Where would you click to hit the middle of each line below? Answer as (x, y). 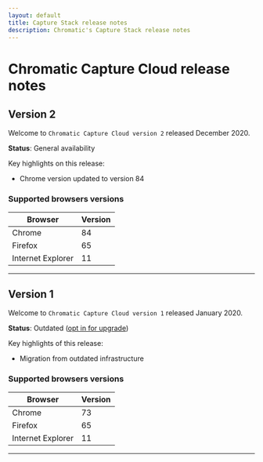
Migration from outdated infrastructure (82, 358)
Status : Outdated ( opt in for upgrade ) (68, 328)
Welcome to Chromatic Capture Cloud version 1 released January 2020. (126, 313)
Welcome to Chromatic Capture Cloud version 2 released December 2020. (129, 133)
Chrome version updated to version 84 (82, 179)
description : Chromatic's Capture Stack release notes (99, 30)
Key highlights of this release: (56, 344)
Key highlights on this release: (57, 164)
